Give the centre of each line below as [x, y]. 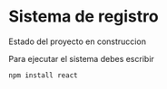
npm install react [43, 75]
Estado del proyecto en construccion [78, 41]
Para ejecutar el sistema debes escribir [82, 58]
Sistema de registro [84, 17]
